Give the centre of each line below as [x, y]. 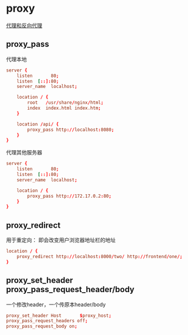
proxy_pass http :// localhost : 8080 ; [71, 130]
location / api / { [38, 124]
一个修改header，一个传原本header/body [56, 304]
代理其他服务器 [24, 153]
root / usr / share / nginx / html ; [66, 103]
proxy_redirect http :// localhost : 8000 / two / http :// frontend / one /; [100, 256]
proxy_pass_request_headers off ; [47, 321]
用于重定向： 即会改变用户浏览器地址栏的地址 [61, 240]
